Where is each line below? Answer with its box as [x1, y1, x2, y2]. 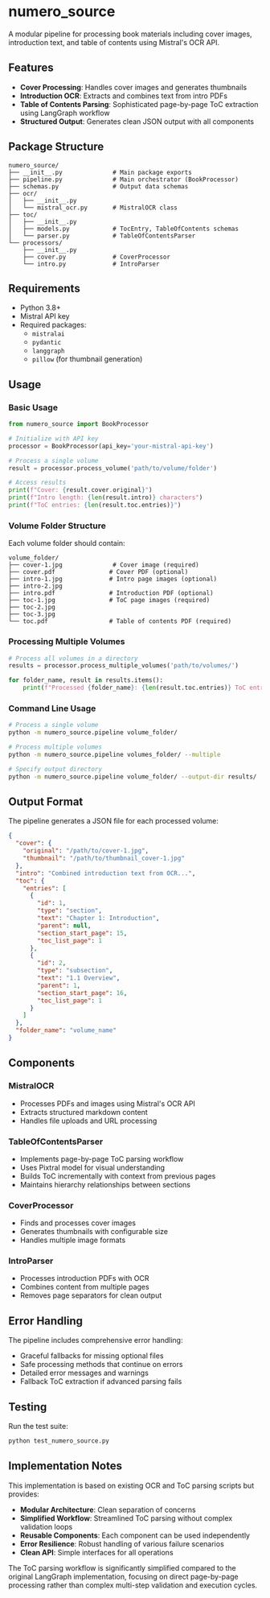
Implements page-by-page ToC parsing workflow [19, 1154, 184, 1163]
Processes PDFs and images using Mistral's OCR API [19, 1098, 195, 1109]
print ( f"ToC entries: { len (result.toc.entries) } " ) [8, 502, 182, 510]
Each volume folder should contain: [8, 539, 126, 548]
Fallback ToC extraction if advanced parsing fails [19, 1377, 182, 1386]
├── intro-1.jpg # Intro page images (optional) [8, 575, 218, 584]
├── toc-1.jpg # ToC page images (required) [8, 597, 211, 605]
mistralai [31, 330, 66, 338]
